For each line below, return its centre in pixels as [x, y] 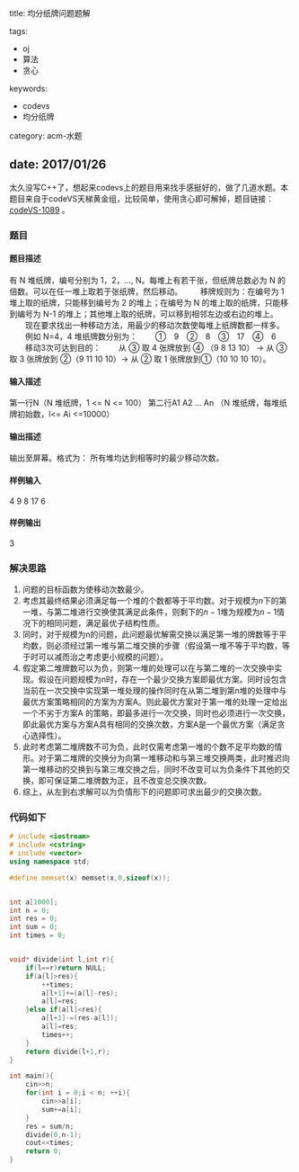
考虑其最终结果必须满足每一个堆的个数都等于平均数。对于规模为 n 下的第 [154, 601]
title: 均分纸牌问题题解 [50, 13]
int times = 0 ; [38, 935]
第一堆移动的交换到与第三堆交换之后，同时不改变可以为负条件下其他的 [152, 769]
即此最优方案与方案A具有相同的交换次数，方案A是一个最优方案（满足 [150, 725]
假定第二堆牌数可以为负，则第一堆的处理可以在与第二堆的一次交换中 [148, 668]
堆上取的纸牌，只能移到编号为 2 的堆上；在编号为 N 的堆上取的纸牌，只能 [145, 302]
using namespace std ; [50, 862]
